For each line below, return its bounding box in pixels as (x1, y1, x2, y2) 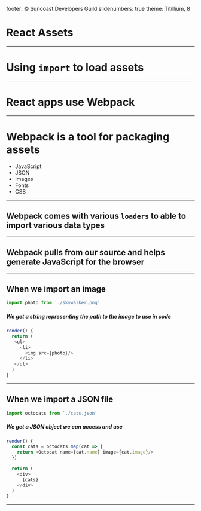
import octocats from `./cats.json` (6, 410, 98, 416)
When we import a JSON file (6, 394, 114, 405)
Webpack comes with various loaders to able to (6, 211, 187, 221)
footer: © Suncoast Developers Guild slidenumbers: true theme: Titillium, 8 (6, 5, 190, 12)
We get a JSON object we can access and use (6, 423, 123, 430)
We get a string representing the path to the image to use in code (6, 313, 172, 320)
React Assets (6, 26, 74, 39)
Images (14, 175, 33, 182)
